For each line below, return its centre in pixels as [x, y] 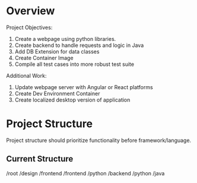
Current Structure [40, 159]
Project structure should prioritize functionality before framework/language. [99, 140]
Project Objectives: [29, 27]
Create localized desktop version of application [72, 100]
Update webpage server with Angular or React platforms [84, 87]
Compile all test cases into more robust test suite [74, 64]
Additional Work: [26, 75]
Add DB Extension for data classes [57, 51]
